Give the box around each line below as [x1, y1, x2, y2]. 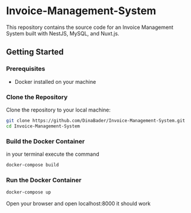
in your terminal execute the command [6, 150, 100, 158]
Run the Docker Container [6, 176, 82, 184]
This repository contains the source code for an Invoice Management [6, 24, 173, 31]
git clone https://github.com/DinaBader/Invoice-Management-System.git [6, 117, 185, 123]
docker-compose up [6, 189, 51, 195]
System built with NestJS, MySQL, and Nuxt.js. [6, 30, 119, 37]
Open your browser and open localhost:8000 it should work [6, 200, 151, 207]
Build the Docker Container [6, 137, 85, 145]
